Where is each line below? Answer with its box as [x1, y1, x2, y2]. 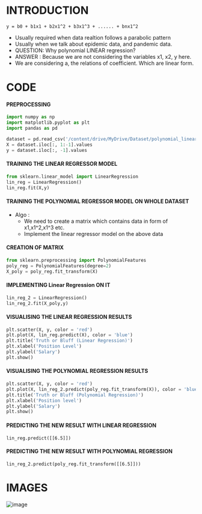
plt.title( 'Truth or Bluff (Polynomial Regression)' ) [6, 392, 144, 398]
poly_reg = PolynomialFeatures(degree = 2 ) [6, 262, 112, 269]
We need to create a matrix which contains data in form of [23, 217, 168, 225]
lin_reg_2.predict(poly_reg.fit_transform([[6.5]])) [6, 461, 141, 467]
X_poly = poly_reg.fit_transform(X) [6, 268, 98, 274]
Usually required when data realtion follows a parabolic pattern [14, 34, 171, 41]
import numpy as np [6, 114, 55, 120]
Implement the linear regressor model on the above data [23, 230, 164, 237]
